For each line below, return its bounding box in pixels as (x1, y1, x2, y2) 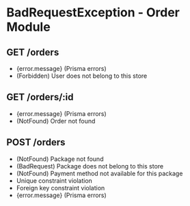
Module (6, 19, 51, 35)
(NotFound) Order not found (16, 117, 96, 125)
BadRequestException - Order (6, 5, 180, 20)
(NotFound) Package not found (16, 155, 104, 163)
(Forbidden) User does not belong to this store (16, 72, 148, 80)
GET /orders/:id (6, 91, 74, 103)
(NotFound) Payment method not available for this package (16, 169, 183, 177)
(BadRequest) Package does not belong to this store (16, 162, 164, 170)
